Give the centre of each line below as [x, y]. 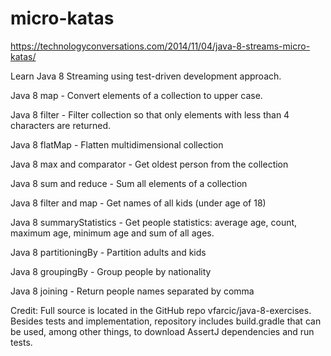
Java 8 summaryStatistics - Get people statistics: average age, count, [154, 222]
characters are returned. [61, 125]
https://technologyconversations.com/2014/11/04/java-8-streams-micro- [160, 46]
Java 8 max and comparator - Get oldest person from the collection [149, 164]
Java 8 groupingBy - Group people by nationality [111, 271]
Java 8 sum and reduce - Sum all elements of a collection [129, 183]
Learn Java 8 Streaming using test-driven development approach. [146, 76]
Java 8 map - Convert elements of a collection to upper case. [136, 95]
